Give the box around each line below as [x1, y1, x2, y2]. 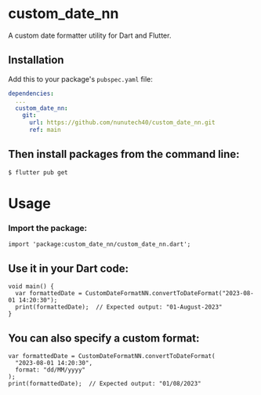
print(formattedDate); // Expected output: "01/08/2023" [8, 379, 201, 387]
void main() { [8, 283, 55, 291]
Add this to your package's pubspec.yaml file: [8, 74, 153, 83]
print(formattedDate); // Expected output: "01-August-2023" [15, 303, 223, 311]
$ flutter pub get [8, 168, 68, 177]
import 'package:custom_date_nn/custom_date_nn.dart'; [8, 240, 191, 248]
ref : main [28, 126, 61, 134]
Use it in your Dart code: [8, 262, 129, 275]
